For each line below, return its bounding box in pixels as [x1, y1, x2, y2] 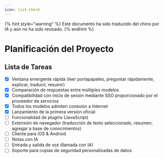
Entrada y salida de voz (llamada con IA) [11, 142, 94, 148]
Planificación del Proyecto [4, 43, 114, 54]
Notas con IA [11, 136, 38, 142]
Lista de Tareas [4, 63, 53, 72]
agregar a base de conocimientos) [11, 125, 82, 131]
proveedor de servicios [11, 98, 59, 104]
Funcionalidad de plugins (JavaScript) [11, 114, 89, 120]
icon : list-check [4, 7, 40, 12]
